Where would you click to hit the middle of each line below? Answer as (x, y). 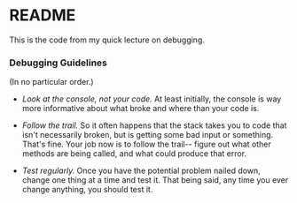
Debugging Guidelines (59, 63)
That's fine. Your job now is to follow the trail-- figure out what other (147, 144)
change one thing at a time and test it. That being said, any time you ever (155, 180)
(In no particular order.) (52, 82)
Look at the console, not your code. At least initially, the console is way (152, 99)
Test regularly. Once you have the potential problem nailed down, (141, 171)
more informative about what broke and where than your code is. (141, 109)
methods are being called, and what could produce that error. (134, 154)
